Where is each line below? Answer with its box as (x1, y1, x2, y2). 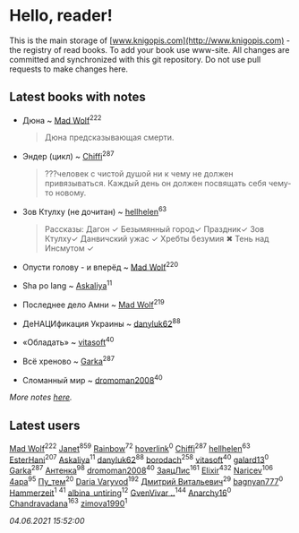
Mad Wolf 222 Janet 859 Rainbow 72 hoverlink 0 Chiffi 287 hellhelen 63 (9, 442, 251, 453)
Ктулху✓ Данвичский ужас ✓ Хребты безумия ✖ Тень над (44, 233, 269, 244)
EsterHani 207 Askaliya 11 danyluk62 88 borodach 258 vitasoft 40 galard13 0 (9, 452, 269, 465)
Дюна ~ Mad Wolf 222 (21, 113, 102, 125)
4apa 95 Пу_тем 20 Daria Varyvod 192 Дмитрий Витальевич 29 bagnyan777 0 (9, 475, 284, 486)
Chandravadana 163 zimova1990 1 (9, 496, 128, 509)
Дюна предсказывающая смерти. (44, 132, 175, 143)
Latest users (9, 417, 81, 433)
